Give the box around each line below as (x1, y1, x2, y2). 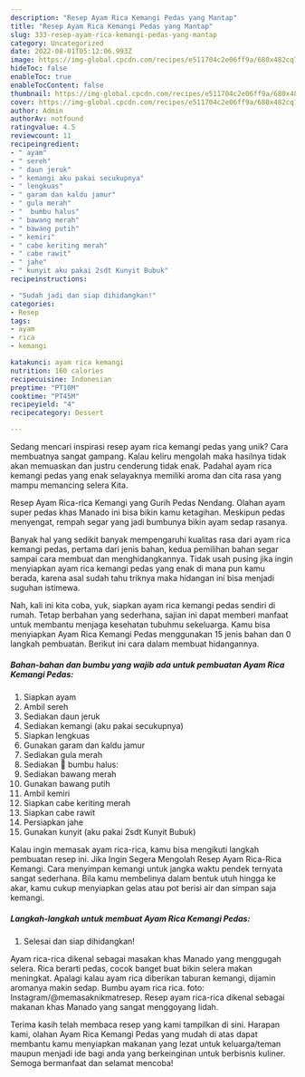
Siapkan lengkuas (23, 730, 90, 741)
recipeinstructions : (10, 275, 89, 284)
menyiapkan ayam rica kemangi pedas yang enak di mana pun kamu (10, 563, 266, 574)
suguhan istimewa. (10, 582, 81, 593)
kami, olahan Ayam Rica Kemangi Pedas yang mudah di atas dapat (10, 1028, 259, 1039)
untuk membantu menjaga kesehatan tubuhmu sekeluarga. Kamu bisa (10, 619, 271, 630)
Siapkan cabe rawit (23, 807, 96, 818)
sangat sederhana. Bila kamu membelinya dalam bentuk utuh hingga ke (10, 872, 277, 884)
